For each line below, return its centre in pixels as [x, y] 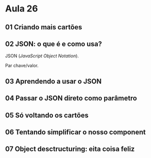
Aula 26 [22, 9]
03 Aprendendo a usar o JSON [53, 81]
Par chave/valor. [22, 66]
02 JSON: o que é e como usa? [54, 44]
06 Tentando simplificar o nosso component [75, 132]
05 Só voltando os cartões [47, 115]
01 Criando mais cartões [44, 27]
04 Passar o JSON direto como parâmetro [71, 98]
